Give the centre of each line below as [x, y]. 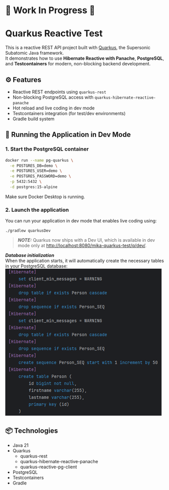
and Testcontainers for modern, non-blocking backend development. [78, 64]
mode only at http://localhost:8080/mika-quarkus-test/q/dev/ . [82, 246]
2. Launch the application [37, 210]
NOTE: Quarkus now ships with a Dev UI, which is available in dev [86, 240]
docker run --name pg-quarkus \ [39, 160]
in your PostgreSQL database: [36, 266]
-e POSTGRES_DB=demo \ [34, 166]
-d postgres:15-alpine [34, 187]
